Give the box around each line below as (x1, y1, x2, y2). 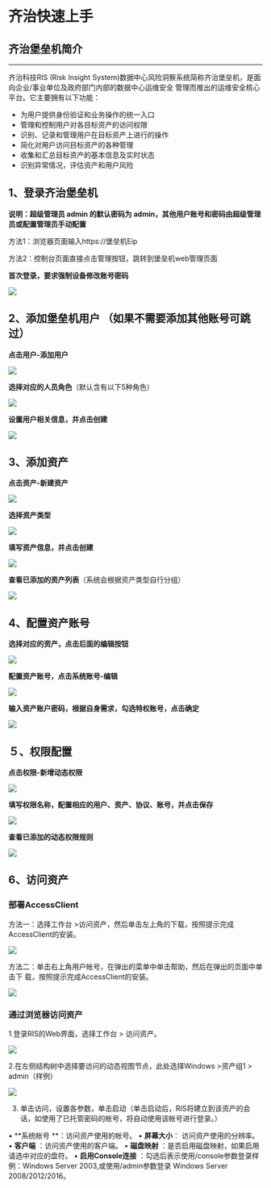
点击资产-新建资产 (8, 478, 69, 488)
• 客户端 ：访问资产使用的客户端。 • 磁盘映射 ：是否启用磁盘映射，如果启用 (8, 1141, 260, 1151)
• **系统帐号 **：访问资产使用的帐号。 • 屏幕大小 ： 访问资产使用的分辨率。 (8, 1131, 260, 1140)
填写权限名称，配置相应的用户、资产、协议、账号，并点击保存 (8, 800, 214, 809)
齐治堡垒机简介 (8, 42, 83, 56)
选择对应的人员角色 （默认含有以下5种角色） (8, 382, 155, 391)
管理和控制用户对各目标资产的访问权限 (19, 120, 148, 129)
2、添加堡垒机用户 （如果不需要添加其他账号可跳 (8, 312, 252, 325)
